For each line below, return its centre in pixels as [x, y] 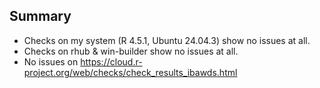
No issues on [51, 61]
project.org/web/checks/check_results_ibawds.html [130, 72]
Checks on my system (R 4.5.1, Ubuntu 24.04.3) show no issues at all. [167, 40]
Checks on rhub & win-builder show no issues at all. [131, 51]
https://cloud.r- [111, 61]
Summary [40, 16]
